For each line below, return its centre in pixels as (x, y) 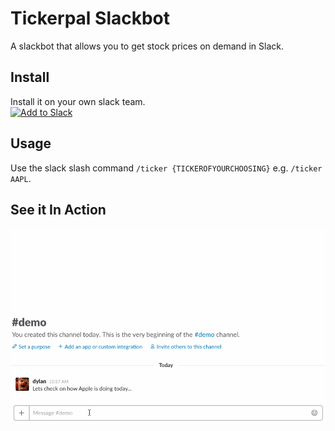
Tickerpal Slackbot (90, 18)
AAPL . (21, 178)
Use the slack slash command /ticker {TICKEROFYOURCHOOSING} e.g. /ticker (166, 168)
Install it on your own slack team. (78, 101)
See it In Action (58, 209)
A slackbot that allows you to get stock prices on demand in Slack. (147, 46)
